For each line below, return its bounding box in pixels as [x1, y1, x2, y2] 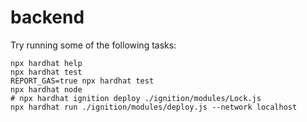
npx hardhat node [10, 84, 83, 95]
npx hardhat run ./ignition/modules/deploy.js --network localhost [10, 102, 298, 112]
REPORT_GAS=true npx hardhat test [10, 76, 155, 86]
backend [10, 6, 85, 29]
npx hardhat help [10, 58, 83, 68]
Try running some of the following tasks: [10, 39, 177, 51]
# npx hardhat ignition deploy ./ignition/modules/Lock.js [10, 93, 262, 103]
